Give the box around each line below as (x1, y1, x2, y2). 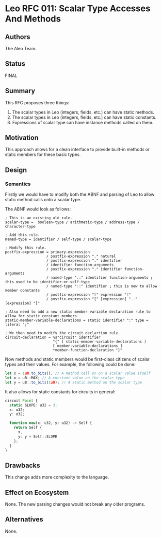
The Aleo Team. (5, 46, 37, 51)
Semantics (5, 180, 31, 187)
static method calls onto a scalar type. (5, 197, 81, 203)
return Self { (14, 425, 42, 430)
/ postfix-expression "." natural (46, 254, 116, 259)
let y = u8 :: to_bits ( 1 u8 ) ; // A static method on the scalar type (5, 380, 142, 385)
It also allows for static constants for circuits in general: (5, 388, 115, 395)
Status (5, 59, 26, 68)
